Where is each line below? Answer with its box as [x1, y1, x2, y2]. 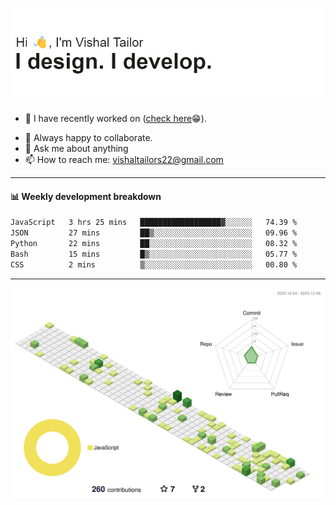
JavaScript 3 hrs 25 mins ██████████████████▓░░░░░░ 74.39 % [10, 218, 298, 228]
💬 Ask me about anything [24, 143, 129, 155]
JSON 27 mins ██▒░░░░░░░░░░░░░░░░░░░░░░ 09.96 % [10, 228, 298, 238]
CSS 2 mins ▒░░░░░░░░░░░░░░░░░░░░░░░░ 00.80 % [10, 259, 298, 270]
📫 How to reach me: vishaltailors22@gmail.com [24, 154, 224, 166]
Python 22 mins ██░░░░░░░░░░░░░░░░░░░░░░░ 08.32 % [10, 239, 298, 249]
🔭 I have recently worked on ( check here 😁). [24, 113, 207, 125]
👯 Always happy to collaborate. [24, 132, 153, 144]
